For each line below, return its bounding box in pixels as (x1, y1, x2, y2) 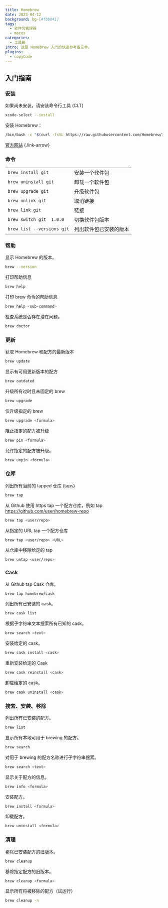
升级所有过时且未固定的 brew (5, 388, 65, 394)
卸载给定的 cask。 (5, 680, 43, 686)
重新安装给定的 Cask (5, 660, 48, 666)
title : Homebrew (5, 7, 39, 13)
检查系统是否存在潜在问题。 (5, 314, 62, 320)
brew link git (7, 207, 41, 213)
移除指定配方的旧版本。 (5, 868, 53, 874)
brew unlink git (7, 198, 46, 204)
